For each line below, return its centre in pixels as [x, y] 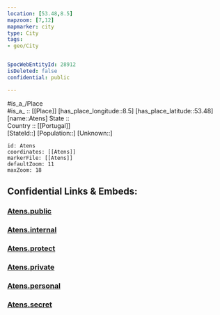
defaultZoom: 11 [31, 164]
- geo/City [23, 46]
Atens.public [30, 211]
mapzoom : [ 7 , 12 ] [31, 20]
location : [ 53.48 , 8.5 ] [40, 14]
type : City [23, 33]
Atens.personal [34, 286]
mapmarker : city [31, 26]
